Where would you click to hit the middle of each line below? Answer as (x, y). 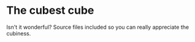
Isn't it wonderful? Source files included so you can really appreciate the (97, 27)
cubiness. (19, 33)
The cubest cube (50, 10)
